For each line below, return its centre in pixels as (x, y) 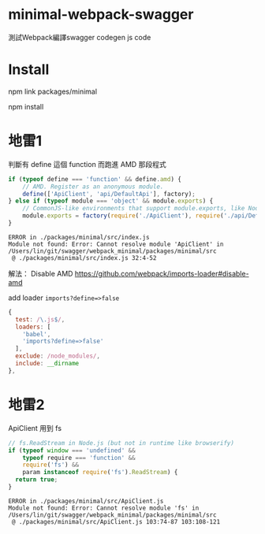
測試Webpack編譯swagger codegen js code (80, 37)
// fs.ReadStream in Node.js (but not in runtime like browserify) (121, 443)
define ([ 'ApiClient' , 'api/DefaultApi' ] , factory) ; (109, 194)
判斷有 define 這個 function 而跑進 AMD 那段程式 (88, 164)
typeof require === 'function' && (79, 458)
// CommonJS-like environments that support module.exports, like (134, 209)
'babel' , (37, 334)
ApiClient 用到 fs (35, 428)
